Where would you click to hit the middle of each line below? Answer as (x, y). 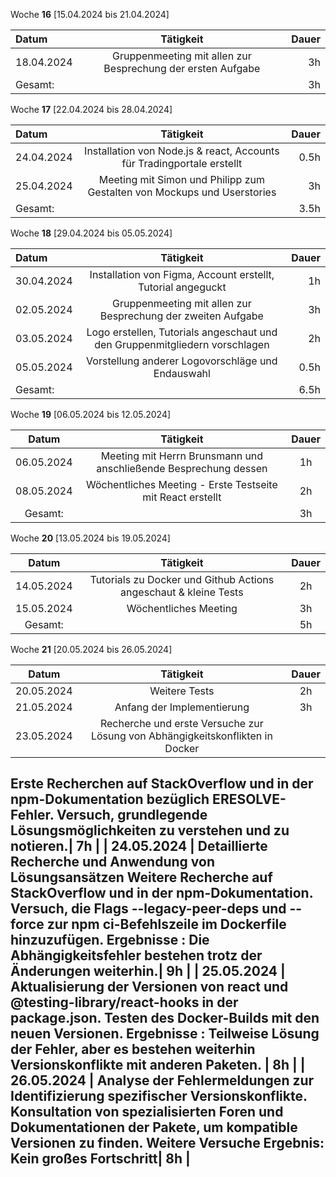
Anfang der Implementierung (182, 707)
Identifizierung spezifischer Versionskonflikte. (159, 1096)
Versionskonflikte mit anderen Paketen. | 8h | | (158, 1065)
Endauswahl (182, 373)
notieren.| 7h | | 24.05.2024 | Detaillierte (139, 846)
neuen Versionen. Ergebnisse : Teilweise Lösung (165, 1034)
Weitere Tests (182, 691)
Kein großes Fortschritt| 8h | (100, 1159)
